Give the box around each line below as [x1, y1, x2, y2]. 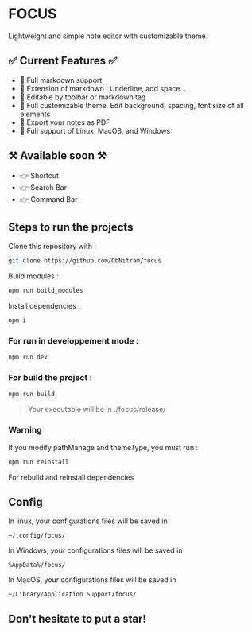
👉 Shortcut [19, 170, 60, 180]
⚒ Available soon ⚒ [8, 149, 107, 163]
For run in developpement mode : [8, 335, 139, 346]
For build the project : [8, 372, 93, 383]
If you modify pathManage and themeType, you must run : [8, 442, 199, 452]
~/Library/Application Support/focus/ [8, 590, 137, 599]
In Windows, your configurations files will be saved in [8, 546, 183, 555]
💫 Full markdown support [19, 75, 103, 84]
